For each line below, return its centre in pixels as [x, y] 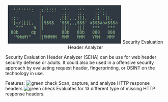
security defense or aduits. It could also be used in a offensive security [80, 62]
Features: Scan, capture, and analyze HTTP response [78, 83]
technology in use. [25, 73]
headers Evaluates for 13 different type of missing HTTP [80, 89]
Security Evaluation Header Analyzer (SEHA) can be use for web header [81, 57]
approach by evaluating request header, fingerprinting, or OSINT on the [80, 68]
